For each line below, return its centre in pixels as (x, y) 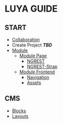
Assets (34, 82)
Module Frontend (37, 72)
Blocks (19, 111)
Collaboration (26, 39)
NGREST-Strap (42, 67)
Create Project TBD (32, 45)
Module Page (33, 56)
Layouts (20, 116)
